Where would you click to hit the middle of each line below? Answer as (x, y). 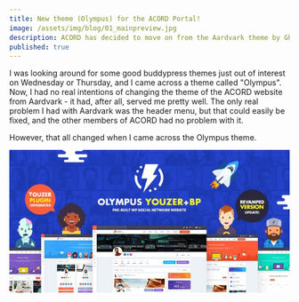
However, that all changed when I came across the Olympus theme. (133, 138)
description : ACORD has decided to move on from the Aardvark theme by (145, 37)
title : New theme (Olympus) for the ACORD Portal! (105, 19)
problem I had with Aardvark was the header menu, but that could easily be (147, 111)
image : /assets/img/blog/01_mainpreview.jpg (93, 28)
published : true (39, 47)
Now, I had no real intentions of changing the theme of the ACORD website (146, 92)
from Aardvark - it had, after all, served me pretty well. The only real (134, 101)
